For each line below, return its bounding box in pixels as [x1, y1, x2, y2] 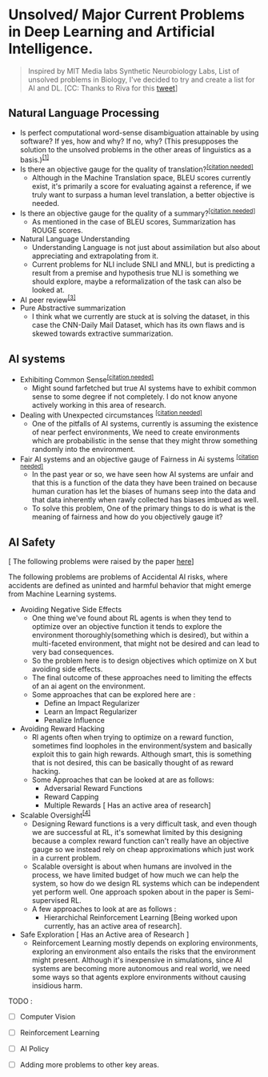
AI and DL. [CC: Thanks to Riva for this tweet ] [27, 83, 178, 93]
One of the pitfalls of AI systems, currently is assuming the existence [31, 418, 258, 428]
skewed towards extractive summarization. [31, 329, 174, 338]
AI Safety [8, 535, 56, 549]
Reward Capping [43, 792, 99, 801]
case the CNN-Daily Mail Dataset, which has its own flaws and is [31, 321, 246, 330]
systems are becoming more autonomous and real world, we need [31, 963, 250, 973]
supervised [31, 895, 70, 905]
